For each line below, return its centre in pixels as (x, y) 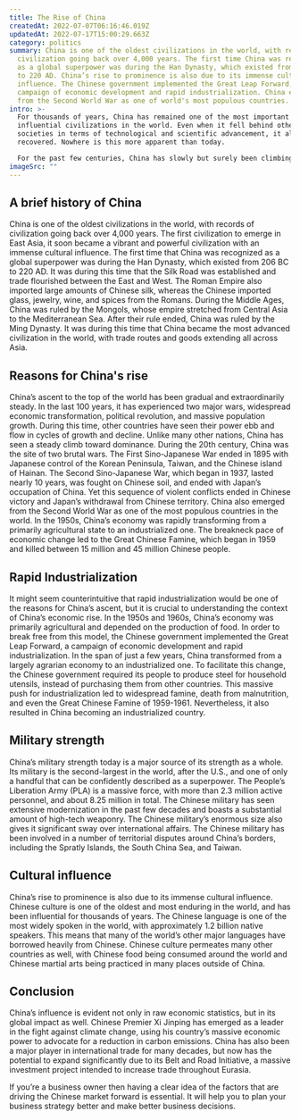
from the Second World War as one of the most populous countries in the (144, 511)
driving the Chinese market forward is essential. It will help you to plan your (148, 1097)
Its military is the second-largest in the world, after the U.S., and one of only (149, 771)
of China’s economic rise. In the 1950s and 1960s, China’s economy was (142, 617)
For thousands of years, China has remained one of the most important (154, 117)
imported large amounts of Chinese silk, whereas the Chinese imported (140, 290)
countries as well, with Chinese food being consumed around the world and (148, 954)
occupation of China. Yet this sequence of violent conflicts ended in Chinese (150, 492)
